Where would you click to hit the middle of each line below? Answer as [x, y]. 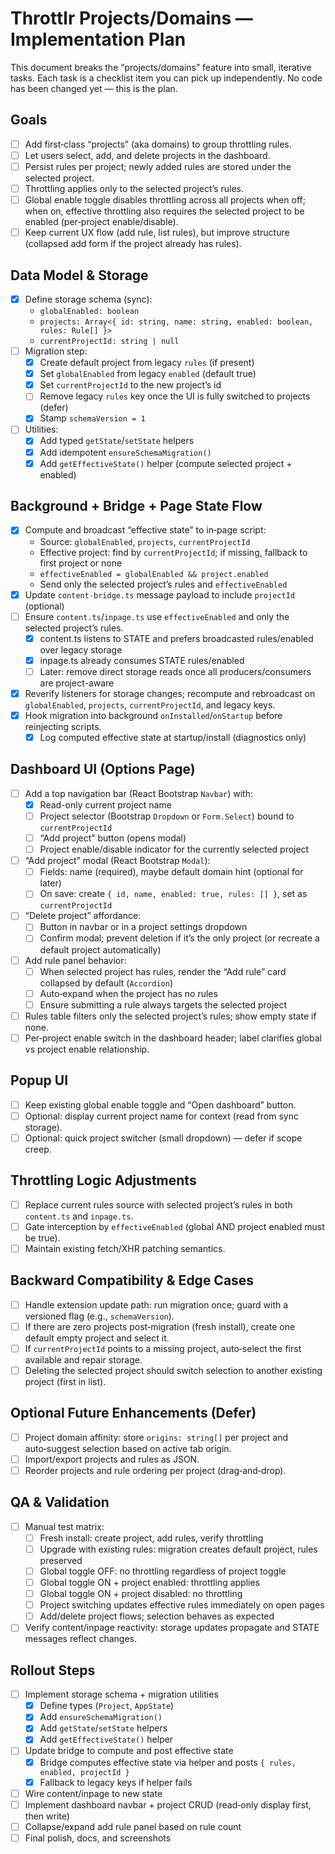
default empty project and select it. [97, 1338]
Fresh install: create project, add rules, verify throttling [151, 1538]
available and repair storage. [83, 1359]
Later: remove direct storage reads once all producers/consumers [175, 671]
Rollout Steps [53, 1670]
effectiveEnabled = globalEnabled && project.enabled [154, 574]
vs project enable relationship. [87, 1049]
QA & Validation [60, 1502]
